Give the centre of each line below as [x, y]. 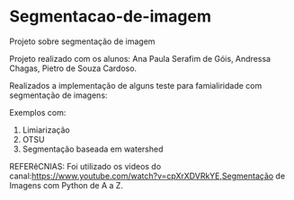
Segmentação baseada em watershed [93, 149]
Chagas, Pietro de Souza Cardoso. [73, 68]
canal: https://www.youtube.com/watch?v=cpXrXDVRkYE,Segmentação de [147, 176]
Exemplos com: [38, 112]
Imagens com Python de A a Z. [67, 185]
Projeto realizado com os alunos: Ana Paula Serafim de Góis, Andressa [140, 58]
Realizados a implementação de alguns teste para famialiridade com [136, 85]
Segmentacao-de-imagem [111, 17]
